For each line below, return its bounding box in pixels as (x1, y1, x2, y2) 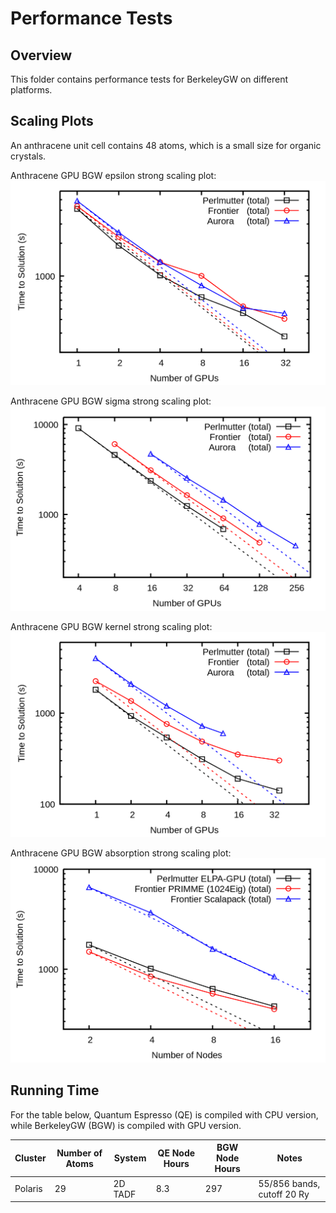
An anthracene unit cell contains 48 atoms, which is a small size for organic (10, 139, 322, 151)
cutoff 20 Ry (258, 1188, 310, 1200)
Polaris (14, 1183, 43, 1195)
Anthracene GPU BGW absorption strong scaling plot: (10, 847, 232, 859)
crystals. (10, 150, 47, 162)
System (113, 1152, 147, 1164)
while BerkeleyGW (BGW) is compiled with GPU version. (10, 1119, 242, 1131)
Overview (10, 47, 73, 64)
